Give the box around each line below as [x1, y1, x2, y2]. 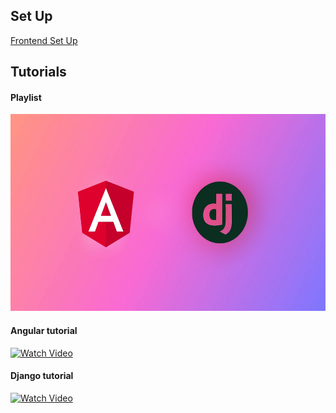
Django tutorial [10, 370, 74, 382]
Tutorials [10, 64, 67, 81]
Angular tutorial [10, 325, 78, 336]
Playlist [10, 91, 42, 103]
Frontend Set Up [10, 34, 78, 46]
